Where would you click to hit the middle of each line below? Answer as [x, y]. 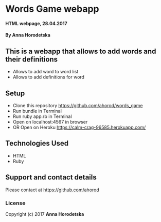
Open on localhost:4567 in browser [50, 122]
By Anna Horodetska [28, 35]
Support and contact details [51, 177]
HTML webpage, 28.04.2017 [37, 23]
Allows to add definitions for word [49, 77]
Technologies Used [37, 143]
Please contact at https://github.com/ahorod [52, 190]
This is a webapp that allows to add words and [81, 51]
